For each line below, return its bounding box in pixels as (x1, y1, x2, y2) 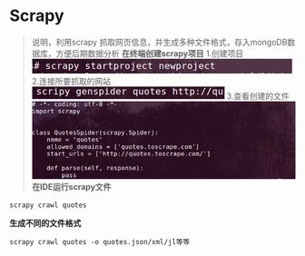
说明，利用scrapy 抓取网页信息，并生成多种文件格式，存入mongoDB (31, 36, 288, 47)
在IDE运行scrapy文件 (31, 181, 112, 192)
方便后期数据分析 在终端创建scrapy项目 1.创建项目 (55, 47, 244, 59)
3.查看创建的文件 (226, 90, 290, 101)
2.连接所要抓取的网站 (31, 75, 112, 86)
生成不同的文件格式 (9, 217, 82, 228)
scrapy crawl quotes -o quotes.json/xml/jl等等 (9, 237, 191, 246)
